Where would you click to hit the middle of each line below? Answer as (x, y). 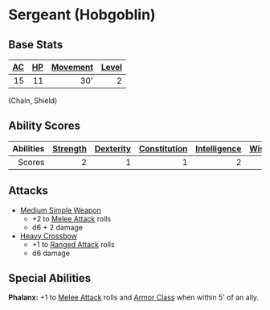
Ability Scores (45, 126)
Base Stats (36, 45)
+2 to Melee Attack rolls (71, 218)
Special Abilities (50, 278)
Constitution (163, 148)
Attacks (28, 191)
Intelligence (219, 148)
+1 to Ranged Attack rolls (73, 244)
